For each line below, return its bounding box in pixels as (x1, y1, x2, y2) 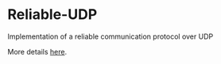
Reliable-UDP (7, 6, 98, 24)
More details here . (7, 47, 68, 56)
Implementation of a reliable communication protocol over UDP (7, 32, 214, 41)
